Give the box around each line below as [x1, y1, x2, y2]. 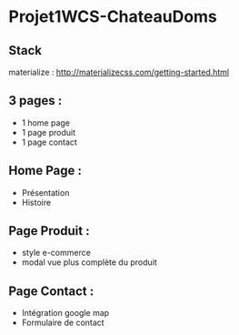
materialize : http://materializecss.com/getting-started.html [8, 66, 229, 77]
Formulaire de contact [21, 317, 105, 329]
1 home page [21, 117, 70, 128]
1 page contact [21, 137, 78, 147]
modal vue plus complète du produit [21, 257, 157, 268]
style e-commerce [21, 248, 92, 259]
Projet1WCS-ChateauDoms [8, 6, 217, 27]
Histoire [21, 197, 52, 208]
